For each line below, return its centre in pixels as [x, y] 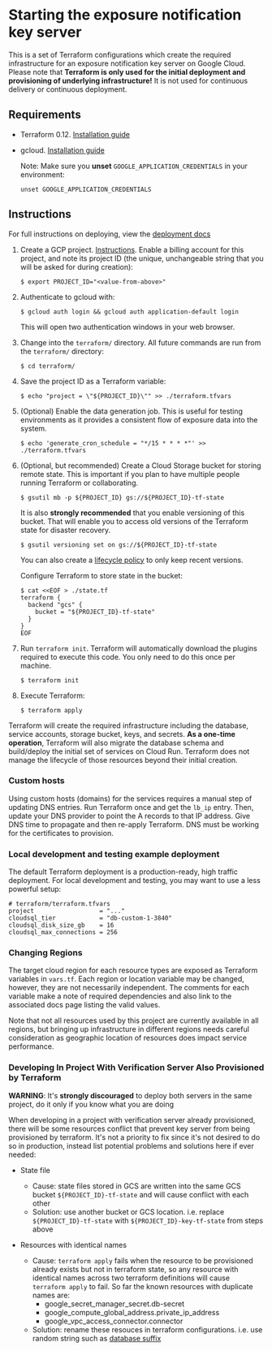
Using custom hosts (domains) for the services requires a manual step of [130, 799]
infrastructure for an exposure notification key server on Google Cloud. [127, 63]
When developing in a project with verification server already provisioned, [132, 1119]
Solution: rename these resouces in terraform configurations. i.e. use [147, 1329]
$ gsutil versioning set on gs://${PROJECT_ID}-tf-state [119, 545]
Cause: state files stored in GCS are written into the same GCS [136, 1186]
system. [33, 428]
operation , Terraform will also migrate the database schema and [117, 743]
